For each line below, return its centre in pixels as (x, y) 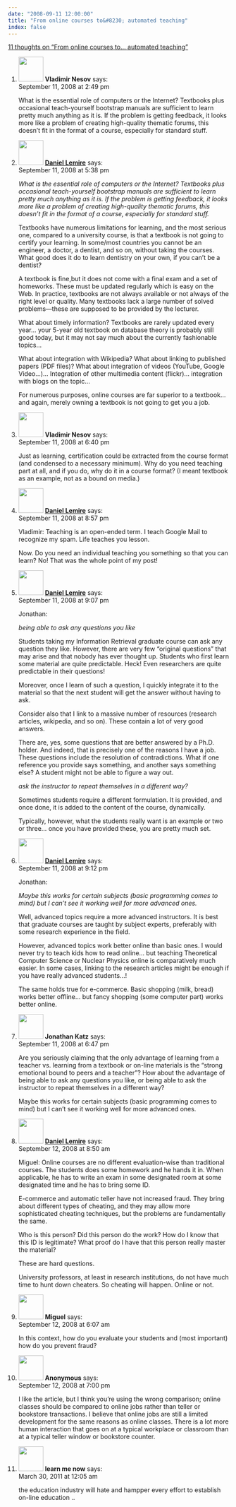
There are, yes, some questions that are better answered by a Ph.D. (116, 743)
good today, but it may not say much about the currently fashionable (117, 338)
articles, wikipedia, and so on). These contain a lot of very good (111, 721)
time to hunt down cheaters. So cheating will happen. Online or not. (116, 1285)
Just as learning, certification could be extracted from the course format (123, 456)
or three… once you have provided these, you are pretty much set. (114, 829)
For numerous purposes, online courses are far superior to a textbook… (122, 395)
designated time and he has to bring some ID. (84, 1185)
